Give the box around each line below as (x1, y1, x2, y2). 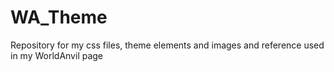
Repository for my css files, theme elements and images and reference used (10, 39, 325, 51)
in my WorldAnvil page (10, 49, 104, 61)
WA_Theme (10, 6, 108, 29)
